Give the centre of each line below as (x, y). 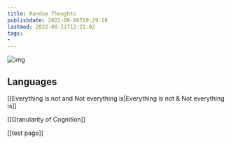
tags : (15, 33)
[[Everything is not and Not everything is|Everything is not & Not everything (116, 98)
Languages (32, 81)
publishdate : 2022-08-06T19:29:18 (58, 20)
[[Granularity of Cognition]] (47, 119)
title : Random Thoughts (42, 14)
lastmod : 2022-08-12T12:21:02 (51, 27)
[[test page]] (26, 133)
